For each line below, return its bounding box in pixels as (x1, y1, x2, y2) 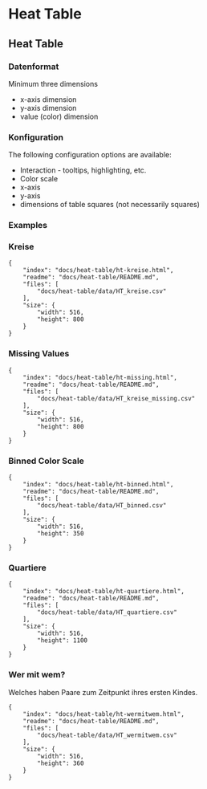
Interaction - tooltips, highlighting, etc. (19, 165, 147, 175)
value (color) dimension (19, 112, 99, 121)
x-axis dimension (19, 94, 77, 104)
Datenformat (8, 61, 59, 72)
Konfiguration (8, 132, 64, 143)
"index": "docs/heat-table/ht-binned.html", (22, 480, 174, 488)
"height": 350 (37, 529, 84, 538)
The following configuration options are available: (8, 150, 172, 160)
